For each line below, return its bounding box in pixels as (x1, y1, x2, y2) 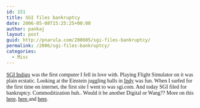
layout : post (6, 32, 40, 38)
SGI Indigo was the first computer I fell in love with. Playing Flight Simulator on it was (6, 71, 193, 78)
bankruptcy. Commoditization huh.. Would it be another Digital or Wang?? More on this (6, 89, 194, 96)
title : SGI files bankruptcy (6, 15, 80, 21)
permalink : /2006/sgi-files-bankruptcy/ (6, 43, 111, 49)
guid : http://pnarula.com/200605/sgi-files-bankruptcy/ (6, 37, 151, 43)
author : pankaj (6, 25, 45, 32)
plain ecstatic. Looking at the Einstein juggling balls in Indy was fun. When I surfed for (6, 77, 193, 84)
